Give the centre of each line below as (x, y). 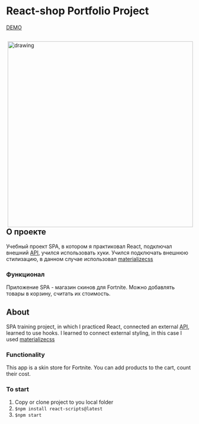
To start (18, 390)
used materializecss (31, 339)
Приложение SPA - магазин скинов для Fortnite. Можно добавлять (90, 287)
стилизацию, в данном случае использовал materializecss (80, 259)
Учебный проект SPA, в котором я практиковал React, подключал (89, 246)
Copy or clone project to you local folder (64, 402)
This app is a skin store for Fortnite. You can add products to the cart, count (99, 368)
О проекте (26, 232)
